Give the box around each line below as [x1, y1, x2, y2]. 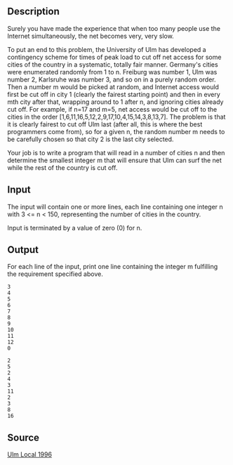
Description [7, 6, 60, 18]
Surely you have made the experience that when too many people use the [7, 24, 221, 32]
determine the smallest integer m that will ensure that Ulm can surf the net [7, 156, 222, 164]
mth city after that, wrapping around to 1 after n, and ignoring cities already [7, 98, 224, 106]
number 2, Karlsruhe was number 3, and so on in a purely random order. [7, 75, 216, 84]
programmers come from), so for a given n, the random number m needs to [7, 127, 225, 136]
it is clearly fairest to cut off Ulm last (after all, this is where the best [7, 119, 203, 129]
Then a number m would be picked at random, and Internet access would [7, 82, 220, 91]
